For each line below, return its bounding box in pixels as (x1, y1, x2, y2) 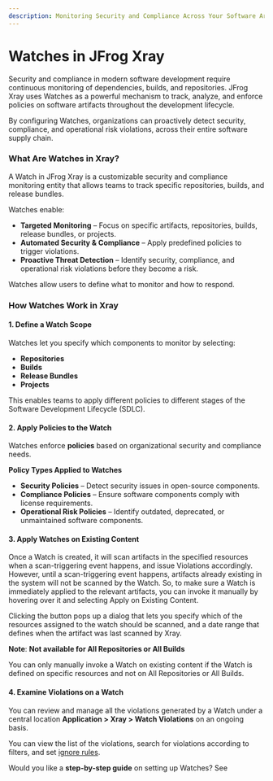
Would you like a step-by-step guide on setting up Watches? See (8, 762, 228, 773)
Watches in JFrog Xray (8, 46, 165, 65)
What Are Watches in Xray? (8, 153, 119, 164)
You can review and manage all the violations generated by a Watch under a (8, 705, 263, 715)
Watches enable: (8, 204, 65, 214)
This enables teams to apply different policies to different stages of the (8, 395, 245, 405)
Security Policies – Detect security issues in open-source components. (19, 481, 260, 491)
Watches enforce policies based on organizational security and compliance (8, 441, 262, 451)
